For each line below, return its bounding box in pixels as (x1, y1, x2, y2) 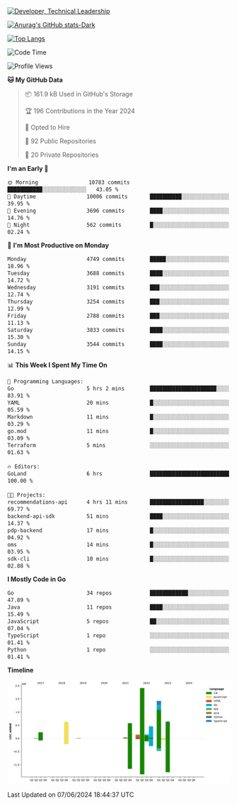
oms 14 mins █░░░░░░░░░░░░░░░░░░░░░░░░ (7, 541, 230, 548)
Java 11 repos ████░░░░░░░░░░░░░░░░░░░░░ (7, 604, 230, 611)
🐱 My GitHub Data (7, 76, 64, 84)
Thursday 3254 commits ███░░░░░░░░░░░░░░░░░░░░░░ (7, 298, 230, 305)
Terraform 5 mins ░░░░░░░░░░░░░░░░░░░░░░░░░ (7, 442, 230, 449)
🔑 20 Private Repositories (24, 150, 99, 159)
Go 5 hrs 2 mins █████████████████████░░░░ (7, 385, 230, 392)
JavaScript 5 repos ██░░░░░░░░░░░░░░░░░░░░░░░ (7, 618, 230, 625)
